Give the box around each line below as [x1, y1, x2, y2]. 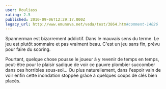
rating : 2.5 [5, 12, 31, 17]
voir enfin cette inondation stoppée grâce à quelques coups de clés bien [5, 72, 157, 79]
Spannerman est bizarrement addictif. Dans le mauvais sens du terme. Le [5, 36, 159, 42]
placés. [5, 78, 21, 84]
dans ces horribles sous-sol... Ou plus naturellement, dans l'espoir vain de [5, 67, 161, 73]
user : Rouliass [5, 7, 38, 13]
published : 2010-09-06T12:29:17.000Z [5, 17, 86, 22]
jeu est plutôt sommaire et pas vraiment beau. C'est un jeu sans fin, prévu [5, 41, 160, 47]
